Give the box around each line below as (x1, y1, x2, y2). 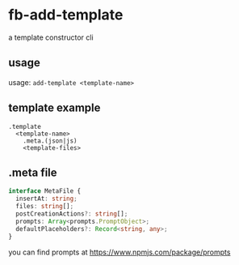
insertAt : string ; (15, 194, 78, 203)
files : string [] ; (15, 203, 74, 211)
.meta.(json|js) (23, 136, 78, 145)
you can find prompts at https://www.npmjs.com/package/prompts (8, 247, 231, 257)
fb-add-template (8, 6, 124, 24)
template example (8, 101, 101, 115)
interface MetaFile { (8, 187, 82, 195)
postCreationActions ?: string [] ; (15, 210, 128, 218)
